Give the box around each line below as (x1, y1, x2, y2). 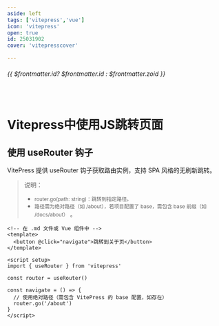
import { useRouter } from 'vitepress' (7, 263, 122, 269)
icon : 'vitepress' (7, 23, 60, 30)
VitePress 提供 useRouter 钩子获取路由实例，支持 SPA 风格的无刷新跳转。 (7, 166, 216, 174)
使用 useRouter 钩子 (7, 146, 94, 159)
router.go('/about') (13, 300, 72, 307)
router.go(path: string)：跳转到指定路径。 (34, 196, 132, 203)
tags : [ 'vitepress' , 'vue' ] (7, 17, 85, 23)
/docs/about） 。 (34, 210, 76, 218)
